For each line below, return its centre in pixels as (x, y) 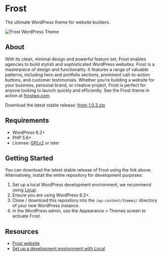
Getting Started (29, 158)
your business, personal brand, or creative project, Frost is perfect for (76, 85)
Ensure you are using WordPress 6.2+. (51, 195)
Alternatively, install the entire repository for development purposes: (74, 175)
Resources (22, 231)
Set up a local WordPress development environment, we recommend (81, 185)
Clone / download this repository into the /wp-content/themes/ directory (85, 200)
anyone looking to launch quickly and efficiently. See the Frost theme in (77, 90)
